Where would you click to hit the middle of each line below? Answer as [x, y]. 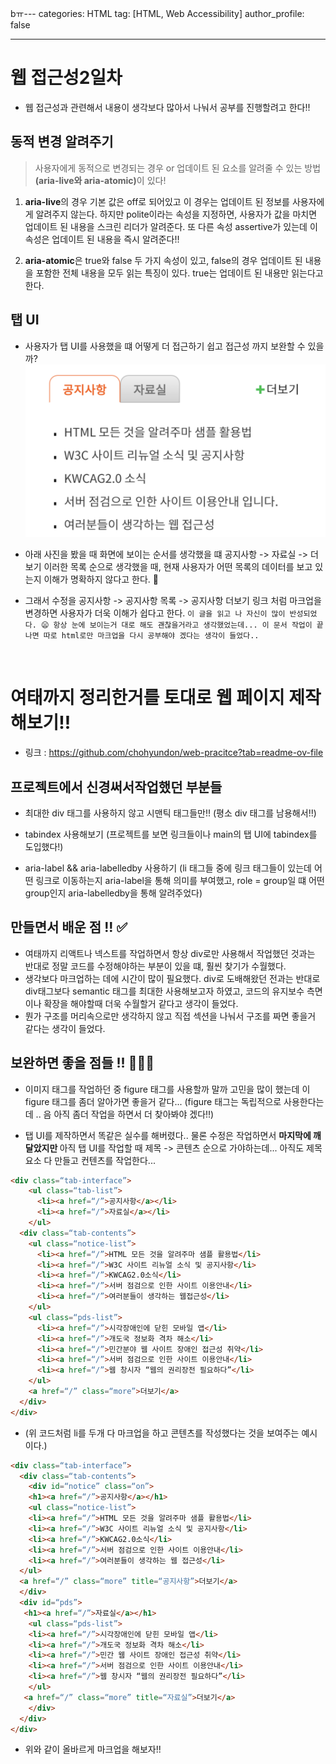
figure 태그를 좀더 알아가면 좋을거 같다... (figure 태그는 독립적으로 [153, 1101]
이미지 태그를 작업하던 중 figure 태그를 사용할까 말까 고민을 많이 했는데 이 [167, 1089]
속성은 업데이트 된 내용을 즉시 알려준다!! [102, 239]
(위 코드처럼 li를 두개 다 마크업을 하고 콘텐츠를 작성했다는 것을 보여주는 [162, 1433]
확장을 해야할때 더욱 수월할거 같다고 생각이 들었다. [141, 1003]
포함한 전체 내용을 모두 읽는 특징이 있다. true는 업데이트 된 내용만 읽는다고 [179, 273]
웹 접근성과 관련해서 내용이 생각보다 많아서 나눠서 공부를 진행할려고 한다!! [167, 107]
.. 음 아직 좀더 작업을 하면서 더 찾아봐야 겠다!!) [125, 1114]
